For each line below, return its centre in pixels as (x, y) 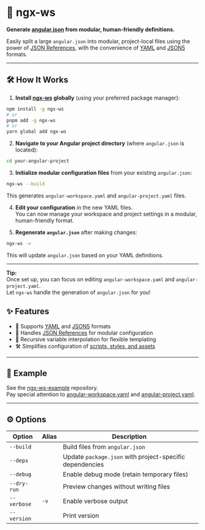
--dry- (19, 484)
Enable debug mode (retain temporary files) (126, 474)
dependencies (84, 465)
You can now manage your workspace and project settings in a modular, (106, 214)
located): (26, 150)
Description (129, 436)
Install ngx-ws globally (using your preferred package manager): (97, 98)
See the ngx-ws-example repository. (52, 388)
